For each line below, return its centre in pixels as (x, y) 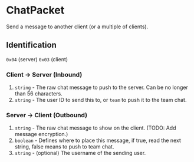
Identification (32, 45)
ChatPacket (35, 10)
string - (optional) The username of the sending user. (80, 153)
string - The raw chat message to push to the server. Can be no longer (101, 87)
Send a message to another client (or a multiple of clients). (77, 27)
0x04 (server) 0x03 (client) (37, 59)
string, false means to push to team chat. (64, 147)
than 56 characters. (39, 94)
